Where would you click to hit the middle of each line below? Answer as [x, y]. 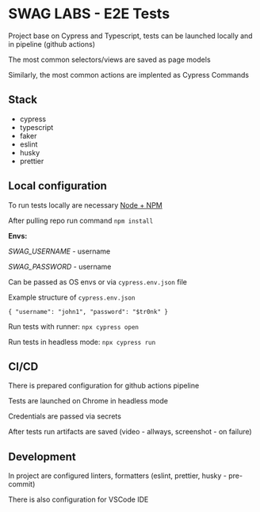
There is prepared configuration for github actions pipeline [104, 386]
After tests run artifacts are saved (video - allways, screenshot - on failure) [130, 432]
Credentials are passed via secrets [65, 416]
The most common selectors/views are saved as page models [110, 59]
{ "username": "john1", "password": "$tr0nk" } [88, 311]
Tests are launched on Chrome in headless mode [88, 401]
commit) [22, 484]
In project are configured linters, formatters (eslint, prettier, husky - [118, 476]
